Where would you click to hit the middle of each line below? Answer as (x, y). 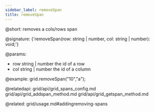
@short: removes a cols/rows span (41, 29)
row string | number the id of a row (49, 64)
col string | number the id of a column (52, 69)
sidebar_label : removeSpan (33, 10)
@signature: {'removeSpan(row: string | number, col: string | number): (78, 39)
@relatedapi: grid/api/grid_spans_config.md (51, 88)
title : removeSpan (24, 15)
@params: (16, 54)
